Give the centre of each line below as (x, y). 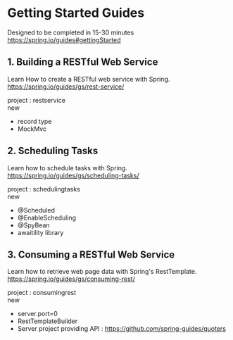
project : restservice (36, 100)
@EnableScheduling (46, 218)
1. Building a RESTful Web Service (83, 62)
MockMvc (32, 129)
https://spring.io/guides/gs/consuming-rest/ (71, 279)
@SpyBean (34, 225)
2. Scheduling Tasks (53, 151)
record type (34, 121)
